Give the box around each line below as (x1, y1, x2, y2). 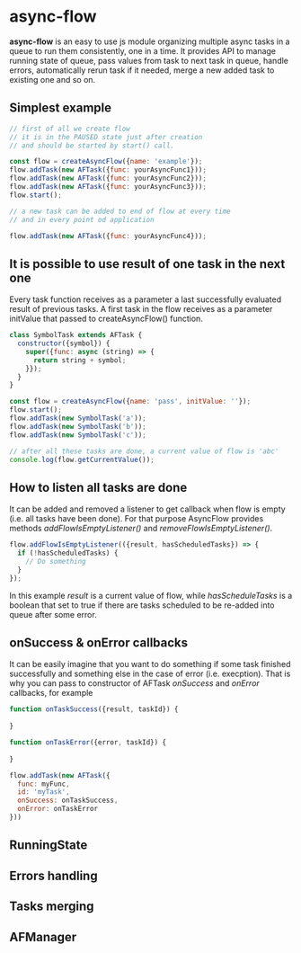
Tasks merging (9, 899, 94, 914)
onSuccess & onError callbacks (9, 636, 189, 651)
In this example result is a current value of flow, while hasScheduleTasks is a (9, 590, 293, 601)
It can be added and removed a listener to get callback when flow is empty (9, 503, 286, 514)
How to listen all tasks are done (9, 479, 188, 495)
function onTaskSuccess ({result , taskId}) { (9, 705, 179, 714)
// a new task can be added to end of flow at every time (9, 207, 231, 216)
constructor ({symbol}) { (17, 339, 111, 348)
